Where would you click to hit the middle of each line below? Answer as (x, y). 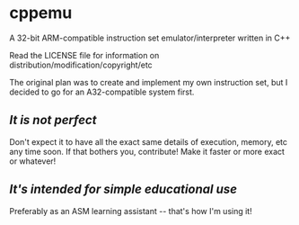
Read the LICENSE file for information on (84, 55)
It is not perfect (53, 120)
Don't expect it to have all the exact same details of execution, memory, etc (149, 141)
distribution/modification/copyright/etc (81, 65)
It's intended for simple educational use (123, 189)
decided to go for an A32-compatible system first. (102, 92)
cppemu (41, 13)
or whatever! (33, 161)
